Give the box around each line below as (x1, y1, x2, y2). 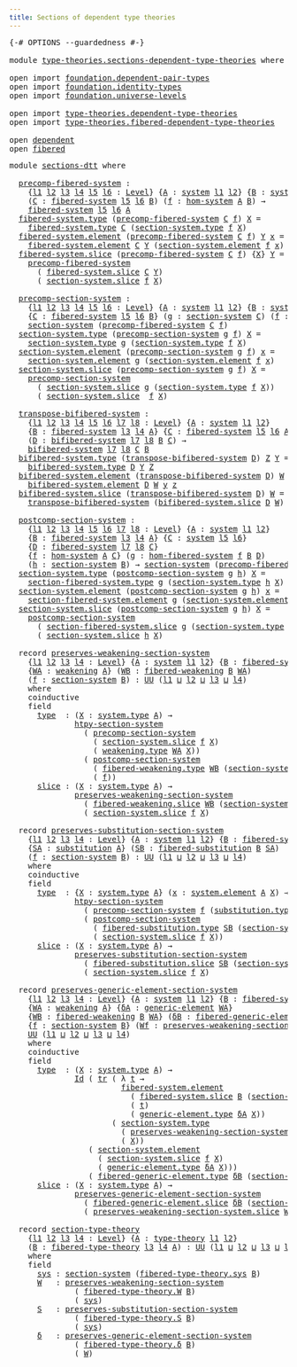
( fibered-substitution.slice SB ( (83, 958, 239, 968)
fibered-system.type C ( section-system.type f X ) (27, 223, 247, 232)
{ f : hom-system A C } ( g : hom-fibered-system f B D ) (27, 551, 266, 560)
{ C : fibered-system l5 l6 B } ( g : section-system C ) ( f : (27, 311, 289, 321)
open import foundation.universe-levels (9, 90, 187, 100)
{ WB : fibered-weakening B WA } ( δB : (27, 1012, 192, 1021)
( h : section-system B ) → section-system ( (27, 559, 219, 569)
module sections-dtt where (9, 160, 126, 170)
